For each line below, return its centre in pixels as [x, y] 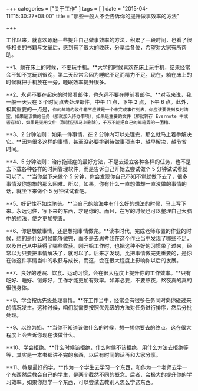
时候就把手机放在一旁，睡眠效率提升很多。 [58, 82]
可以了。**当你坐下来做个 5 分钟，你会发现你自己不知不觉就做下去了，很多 [97, 176]
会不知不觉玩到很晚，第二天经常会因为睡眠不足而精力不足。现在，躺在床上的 [99, 75]
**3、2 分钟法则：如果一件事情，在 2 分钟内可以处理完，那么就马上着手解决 [99, 134]
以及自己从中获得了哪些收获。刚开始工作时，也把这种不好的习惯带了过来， [96, 246]
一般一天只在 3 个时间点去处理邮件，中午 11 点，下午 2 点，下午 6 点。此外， [99, 102]
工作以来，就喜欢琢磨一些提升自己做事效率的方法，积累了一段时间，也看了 [96, 40]
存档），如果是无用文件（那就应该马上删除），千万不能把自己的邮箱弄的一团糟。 [91, 123]
